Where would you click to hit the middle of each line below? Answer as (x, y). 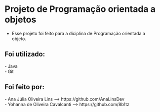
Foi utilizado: (25, 54)
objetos (20, 20)
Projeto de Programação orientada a (80, 9)
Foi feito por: (25, 87)
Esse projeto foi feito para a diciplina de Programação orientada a (78, 33)
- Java (11, 66)
